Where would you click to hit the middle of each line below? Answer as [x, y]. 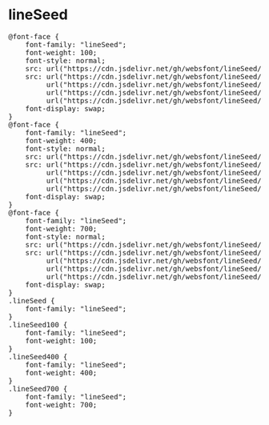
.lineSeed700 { [38, 389]
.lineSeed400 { [38, 357]
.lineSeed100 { [38, 325]
